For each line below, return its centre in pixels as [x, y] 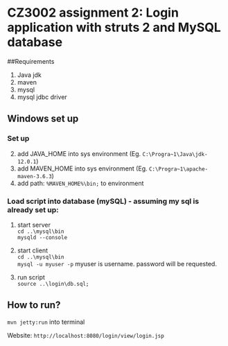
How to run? [34, 305]
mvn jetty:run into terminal [46, 322]
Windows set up [43, 119]
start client [33, 250]
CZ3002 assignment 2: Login [93, 13]
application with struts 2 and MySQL [114, 27]
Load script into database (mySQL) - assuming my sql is [103, 201]
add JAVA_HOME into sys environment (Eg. [79, 153]
